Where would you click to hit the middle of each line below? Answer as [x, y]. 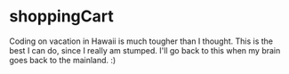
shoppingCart [61, 16]
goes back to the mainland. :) [63, 60]
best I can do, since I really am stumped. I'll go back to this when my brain [145, 50]
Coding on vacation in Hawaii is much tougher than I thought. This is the [141, 41]
